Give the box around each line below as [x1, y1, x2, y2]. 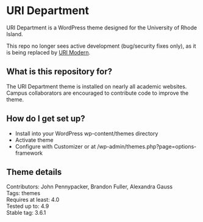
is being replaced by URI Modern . [6, 48, 91, 56]
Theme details [6, 166, 62, 177]
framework [15, 149, 43, 157]
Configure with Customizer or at [15, 142, 96, 150]
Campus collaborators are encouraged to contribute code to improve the [6, 89, 189, 97]
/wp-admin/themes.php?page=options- [97, 142, 197, 150]
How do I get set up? [6, 114, 85, 124]
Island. [6, 30, 23, 37]
